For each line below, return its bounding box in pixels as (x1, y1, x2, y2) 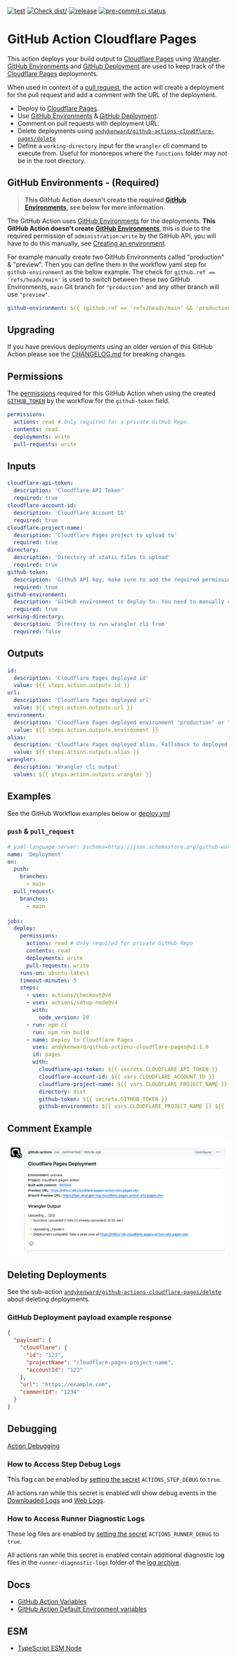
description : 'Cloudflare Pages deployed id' (13, 674, 150, 681)
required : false (13, 628, 61, 635)
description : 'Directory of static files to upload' (13, 554, 171, 561)
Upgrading (7, 324, 55, 336)
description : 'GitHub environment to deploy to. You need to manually (13, 598, 225, 606)
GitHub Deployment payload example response (7, 1312, 172, 1322)
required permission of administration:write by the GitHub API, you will (7, 231, 216, 240)
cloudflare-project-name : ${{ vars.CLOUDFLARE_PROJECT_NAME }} (38, 1080, 228, 1088)
